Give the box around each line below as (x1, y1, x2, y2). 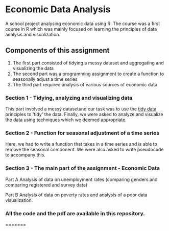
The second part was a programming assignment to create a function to (12, 71, 164, 77)
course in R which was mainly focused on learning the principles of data (5, 26, 157, 32)
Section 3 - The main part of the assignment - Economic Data (5, 165, 160, 172)
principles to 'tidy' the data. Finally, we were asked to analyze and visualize (5, 111, 163, 118)
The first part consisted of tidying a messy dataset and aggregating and (12, 60, 164, 66)
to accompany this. (5, 152, 46, 158)
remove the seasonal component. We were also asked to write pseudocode (5, 147, 164, 153)
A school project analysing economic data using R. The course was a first (5, 20, 160, 27)
